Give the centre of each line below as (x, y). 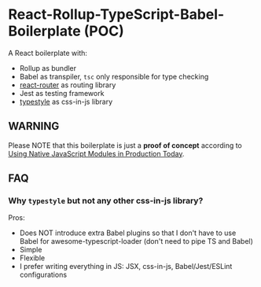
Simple (31, 250)
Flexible (32, 258)
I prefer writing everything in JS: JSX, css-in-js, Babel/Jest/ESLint (126, 267)
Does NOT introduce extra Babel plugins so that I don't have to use (128, 233)
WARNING (34, 126)
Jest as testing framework (62, 93)
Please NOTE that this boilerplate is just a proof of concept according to (125, 145)
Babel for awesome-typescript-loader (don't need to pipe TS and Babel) (136, 241)
